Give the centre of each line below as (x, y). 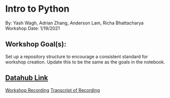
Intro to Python (37, 9)
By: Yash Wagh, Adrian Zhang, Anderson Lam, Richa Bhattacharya (74, 23)
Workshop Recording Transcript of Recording (53, 90)
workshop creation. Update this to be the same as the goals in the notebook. (85, 62)
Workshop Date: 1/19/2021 (32, 28)
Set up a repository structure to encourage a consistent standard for (77, 56)
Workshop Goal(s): (36, 44)
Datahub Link (27, 78)
